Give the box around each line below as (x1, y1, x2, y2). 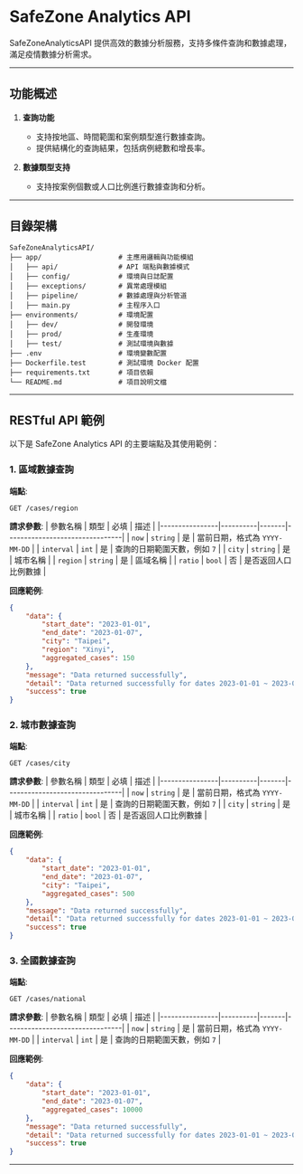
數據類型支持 (22, 161, 70, 173)
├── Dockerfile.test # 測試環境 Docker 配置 (9, 358, 200, 367)
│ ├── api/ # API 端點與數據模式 (9, 262, 190, 271)
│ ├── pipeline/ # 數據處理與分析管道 (9, 291, 188, 300)
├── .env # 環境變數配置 (9, 348, 167, 358)
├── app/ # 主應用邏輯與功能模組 (9, 252, 194, 261)
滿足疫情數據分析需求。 (9, 48, 96, 60)
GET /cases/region (9, 504, 78, 513)
